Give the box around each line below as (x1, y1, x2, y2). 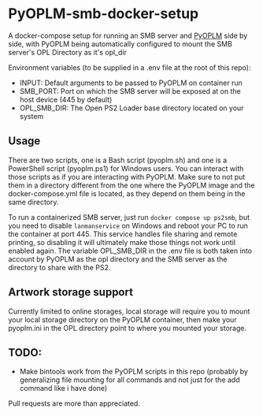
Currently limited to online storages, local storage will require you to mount (8, 306, 250, 316)
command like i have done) (19, 384, 108, 393)
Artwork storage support (8, 285, 134, 299)
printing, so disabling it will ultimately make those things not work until (8, 237, 236, 247)
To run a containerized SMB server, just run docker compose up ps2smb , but (8, 212, 250, 221)
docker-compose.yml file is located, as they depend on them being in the (8, 188, 246, 198)
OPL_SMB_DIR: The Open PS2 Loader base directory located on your (19, 103, 244, 113)
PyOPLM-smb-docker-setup (8, 5, 199, 23)
